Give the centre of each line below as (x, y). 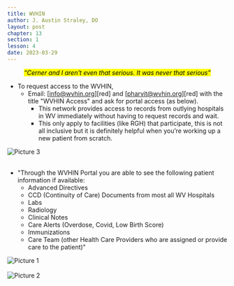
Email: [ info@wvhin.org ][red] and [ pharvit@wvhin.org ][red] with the (125, 93)
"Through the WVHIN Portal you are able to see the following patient (116, 173)
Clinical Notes (48, 217)
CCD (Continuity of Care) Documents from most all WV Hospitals (121, 195)
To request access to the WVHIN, (65, 86)
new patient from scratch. (75, 138)
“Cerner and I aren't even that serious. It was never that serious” (117, 72)
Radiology (42, 210)
